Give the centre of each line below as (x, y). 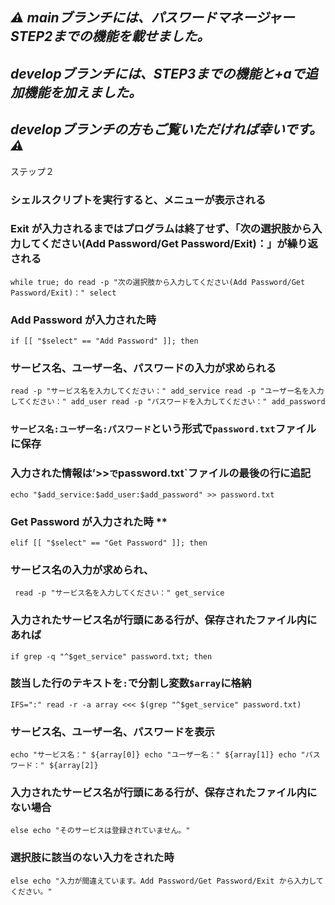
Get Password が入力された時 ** (89, 521)
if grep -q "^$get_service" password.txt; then (111, 656)
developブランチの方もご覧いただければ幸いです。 (166, 129)
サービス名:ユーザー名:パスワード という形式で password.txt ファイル (163, 429)
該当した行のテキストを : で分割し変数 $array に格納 (131, 683)
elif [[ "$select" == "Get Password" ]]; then (109, 543)
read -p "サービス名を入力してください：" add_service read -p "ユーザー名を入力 (167, 391)
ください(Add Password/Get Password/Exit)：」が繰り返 (179, 244)
